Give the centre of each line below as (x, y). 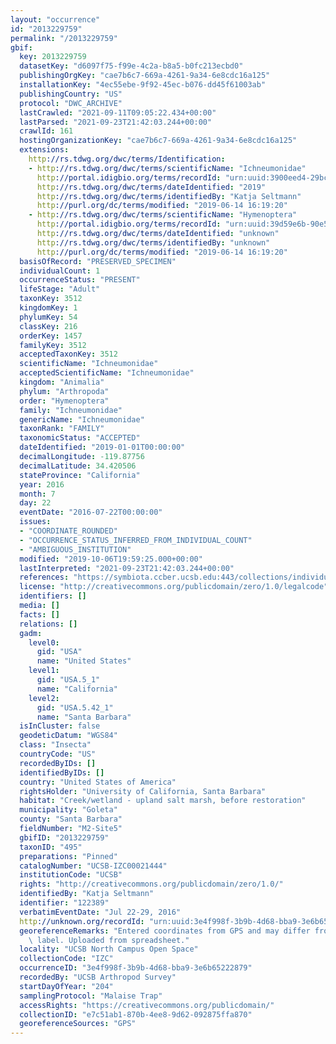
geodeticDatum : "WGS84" (68, 736)
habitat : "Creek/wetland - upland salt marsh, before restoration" (163, 801)
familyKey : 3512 (53, 345)
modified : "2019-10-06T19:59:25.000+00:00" (111, 559)
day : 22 (35, 503)
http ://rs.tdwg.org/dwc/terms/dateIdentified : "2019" (151, 187)
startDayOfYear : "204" (66, 986)
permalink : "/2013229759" (64, 38)
